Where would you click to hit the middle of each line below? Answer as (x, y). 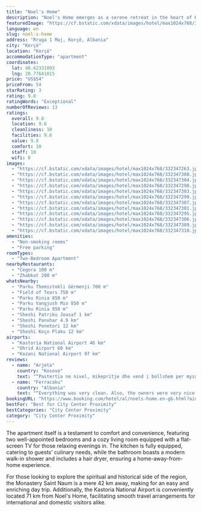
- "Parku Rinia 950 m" (40, 309)
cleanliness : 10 (32, 130)
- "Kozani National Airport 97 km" (56, 354)
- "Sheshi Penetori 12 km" (45, 326)
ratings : (17, 113)
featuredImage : (25, 23)
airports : (19, 337)
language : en (23, 29)
